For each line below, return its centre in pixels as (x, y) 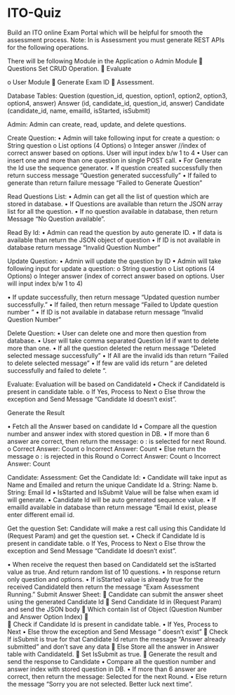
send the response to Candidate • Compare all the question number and (112, 661)
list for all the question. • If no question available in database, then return (113, 211)
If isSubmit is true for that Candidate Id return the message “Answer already (116, 639)
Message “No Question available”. (56, 219)
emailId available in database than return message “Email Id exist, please (112, 507)
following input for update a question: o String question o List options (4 (111, 268)
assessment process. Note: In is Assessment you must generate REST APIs (116, 39)
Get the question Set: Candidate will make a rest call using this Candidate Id (116, 528)
